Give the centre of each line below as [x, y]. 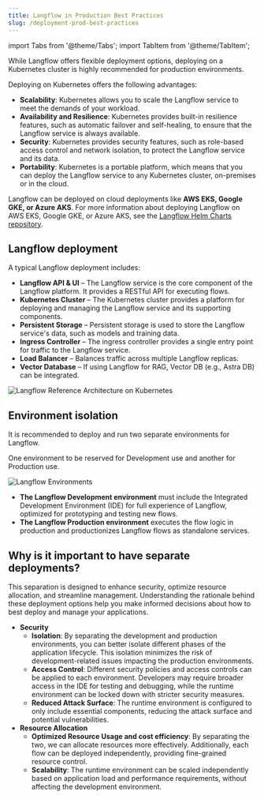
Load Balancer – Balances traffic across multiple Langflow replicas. [129, 358]
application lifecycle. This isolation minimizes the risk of [122, 652]
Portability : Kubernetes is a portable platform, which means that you [131, 167]
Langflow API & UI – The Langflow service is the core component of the [136, 283]
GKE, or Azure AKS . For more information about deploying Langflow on [124, 207]
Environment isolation [63, 415]
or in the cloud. [44, 183]
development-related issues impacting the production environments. [143, 661]
